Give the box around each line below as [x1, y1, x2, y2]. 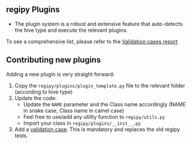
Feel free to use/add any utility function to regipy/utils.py [23, 113, 165, 120]
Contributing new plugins [6, 55, 101, 65]
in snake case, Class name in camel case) [23, 107, 125, 114]
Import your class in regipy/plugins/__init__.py [23, 119, 141, 126]
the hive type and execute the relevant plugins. [14, 26, 128, 34]
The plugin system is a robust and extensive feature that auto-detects [14, 20, 183, 27]
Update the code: [14, 94, 57, 102]
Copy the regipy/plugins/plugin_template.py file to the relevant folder [14, 82, 186, 89]
